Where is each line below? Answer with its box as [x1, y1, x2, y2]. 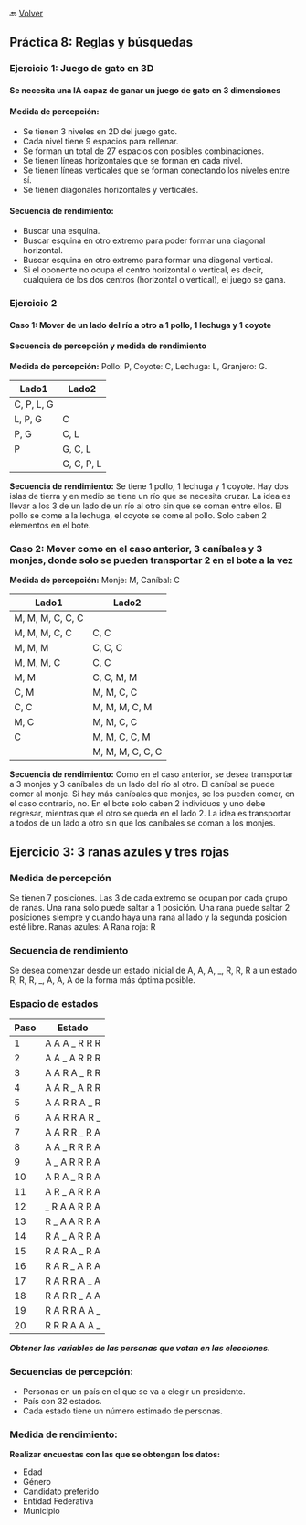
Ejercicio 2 [9, 297, 58, 310]
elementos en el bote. [9, 520, 91, 531]
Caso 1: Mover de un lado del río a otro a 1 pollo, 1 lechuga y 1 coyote [9, 319, 272, 330]
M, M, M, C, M [92, 701, 153, 714]
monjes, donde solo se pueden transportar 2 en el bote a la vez [9, 553, 294, 566]
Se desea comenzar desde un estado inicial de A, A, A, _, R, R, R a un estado [9, 965, 298, 976]
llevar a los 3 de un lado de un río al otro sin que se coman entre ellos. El [9, 500, 282, 511]
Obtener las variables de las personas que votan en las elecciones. [9, 1342, 271, 1353]
